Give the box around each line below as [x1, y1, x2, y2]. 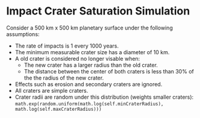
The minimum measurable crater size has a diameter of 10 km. [14, 48, 170, 55]
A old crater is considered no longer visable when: [14, 55, 140, 62]
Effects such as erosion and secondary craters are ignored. [14, 80, 163, 88]
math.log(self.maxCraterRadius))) [14, 106, 102, 112]
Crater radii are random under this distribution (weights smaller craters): [14, 93, 194, 101]
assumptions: [6, 30, 40, 37]
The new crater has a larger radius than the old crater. [23, 61, 158, 69]
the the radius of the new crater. [23, 74, 104, 81]
